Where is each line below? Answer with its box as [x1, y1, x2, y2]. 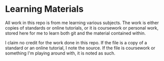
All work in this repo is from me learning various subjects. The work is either [5, 20, 159, 26]
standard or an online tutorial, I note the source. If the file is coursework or [5, 45, 156, 51]
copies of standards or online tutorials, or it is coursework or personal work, [5, 25, 159, 30]
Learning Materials [5, 3, 84, 15]
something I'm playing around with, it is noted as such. [5, 50, 115, 56]
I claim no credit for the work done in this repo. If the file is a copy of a [5, 39, 147, 45]
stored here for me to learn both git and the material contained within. [5, 30, 146, 36]
